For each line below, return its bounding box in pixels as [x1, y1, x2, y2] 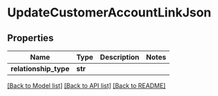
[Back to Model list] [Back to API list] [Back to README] [7, 82, 166, 90]
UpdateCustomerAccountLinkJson [7, 5, 212, 21]
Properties [7, 32, 54, 44]
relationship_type [10, 64, 70, 73]
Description [100, 53, 140, 62]
